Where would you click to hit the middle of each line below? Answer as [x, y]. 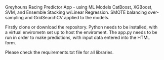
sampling [14, 17]
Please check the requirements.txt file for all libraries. [60, 52]
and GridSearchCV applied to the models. [67, 17]
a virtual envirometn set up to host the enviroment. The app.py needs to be [81, 32]
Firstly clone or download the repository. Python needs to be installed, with [82, 27]
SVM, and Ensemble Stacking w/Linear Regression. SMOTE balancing [76, 12]
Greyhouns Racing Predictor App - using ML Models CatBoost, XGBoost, [79, 7]
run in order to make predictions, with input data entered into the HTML [78, 37]
